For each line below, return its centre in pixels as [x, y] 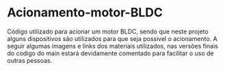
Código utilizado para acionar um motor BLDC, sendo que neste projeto [108, 31]
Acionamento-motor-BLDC [85, 13]
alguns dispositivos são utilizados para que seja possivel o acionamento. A [112, 38]
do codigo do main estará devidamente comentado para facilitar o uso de [110, 53]
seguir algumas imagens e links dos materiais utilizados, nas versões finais [113, 46]
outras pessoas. [30, 60]
